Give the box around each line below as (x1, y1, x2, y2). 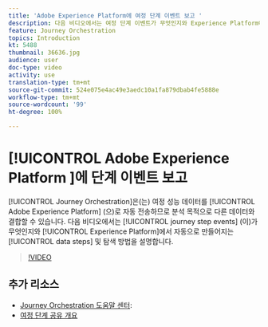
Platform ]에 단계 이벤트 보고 (8, 169, 188, 187)
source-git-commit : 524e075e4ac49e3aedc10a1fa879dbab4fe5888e (8, 85, 219, 94)
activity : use (8, 71, 56, 79)
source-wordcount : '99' (8, 100, 88, 108)
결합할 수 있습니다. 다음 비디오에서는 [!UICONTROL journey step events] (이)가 (8, 216, 258, 226)
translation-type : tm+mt (8, 78, 91, 86)
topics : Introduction (8, 33, 81, 42)
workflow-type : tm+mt (8, 93, 81, 101)
